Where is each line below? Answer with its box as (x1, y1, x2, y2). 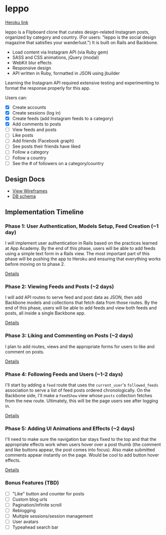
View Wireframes (12, 188, 48, 194)
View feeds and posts (12, 127, 57, 133)
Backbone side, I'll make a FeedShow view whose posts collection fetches (5, 393, 152, 399)
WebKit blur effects (12, 59, 52, 65)
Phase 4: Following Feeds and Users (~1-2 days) (5, 370, 123, 377)
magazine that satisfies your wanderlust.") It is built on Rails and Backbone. (5, 39, 159, 45)
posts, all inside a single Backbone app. (5, 310, 85, 316)
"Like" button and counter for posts (12, 490, 84, 496)
